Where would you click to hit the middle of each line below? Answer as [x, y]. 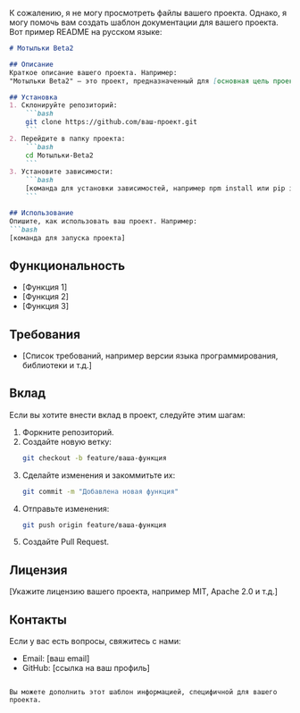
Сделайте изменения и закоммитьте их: [99, 475]
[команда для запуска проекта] [67, 238]
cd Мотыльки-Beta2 [59, 155]
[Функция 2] [46, 297]
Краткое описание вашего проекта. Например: [93, 72]
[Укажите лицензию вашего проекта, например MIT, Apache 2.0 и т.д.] [144, 591]
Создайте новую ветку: [67, 441]
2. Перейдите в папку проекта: [67, 138]
